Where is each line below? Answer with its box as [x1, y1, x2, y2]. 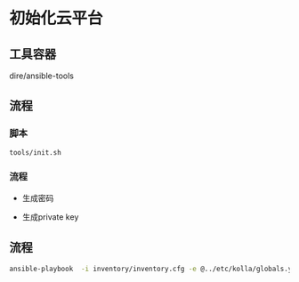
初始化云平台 [9, 8, 104, 28]
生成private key [21, 211, 79, 222]
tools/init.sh [9, 148, 62, 157]
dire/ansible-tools [9, 70, 74, 81]
